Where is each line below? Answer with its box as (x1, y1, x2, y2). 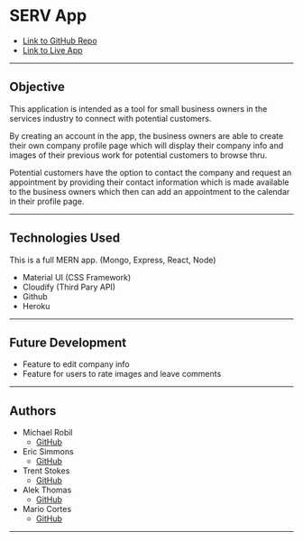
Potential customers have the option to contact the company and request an (9, 167, 292, 178)
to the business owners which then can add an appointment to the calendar (9, 186, 290, 197)
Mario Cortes (22, 504, 72, 515)
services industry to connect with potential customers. (9, 113, 212, 124)
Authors (9, 403, 57, 418)
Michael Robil (22, 427, 74, 438)
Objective (9, 79, 66, 95)
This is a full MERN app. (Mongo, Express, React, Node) (9, 254, 216, 265)
